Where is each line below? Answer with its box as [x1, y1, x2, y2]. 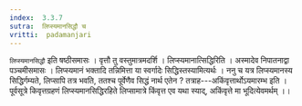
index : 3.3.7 [9, 13, 64, 23]
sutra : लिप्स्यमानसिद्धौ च [9, 22, 87, 31]
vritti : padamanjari [9, 30, 92, 39]
